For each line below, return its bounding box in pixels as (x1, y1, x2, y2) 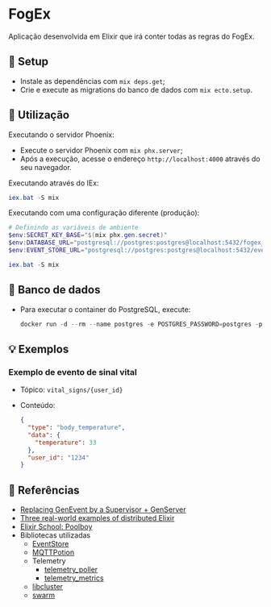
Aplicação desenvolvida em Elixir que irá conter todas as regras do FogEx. (8, 31, 256, 41)
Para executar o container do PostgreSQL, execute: (19, 304, 191, 314)
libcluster (31, 582, 63, 592)
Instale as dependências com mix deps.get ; (19, 76, 165, 85)
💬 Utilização (8, 108, 70, 122)
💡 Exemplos (8, 342, 69, 355)
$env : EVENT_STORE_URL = (8, 247, 85, 255)
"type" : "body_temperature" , (27, 424, 126, 432)
